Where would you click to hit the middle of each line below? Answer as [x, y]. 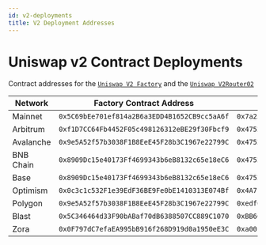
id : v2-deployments [40, 15]
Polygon [28, 204]
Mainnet [27, 117]
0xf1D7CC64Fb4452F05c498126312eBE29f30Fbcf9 [144, 130]
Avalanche [32, 142]
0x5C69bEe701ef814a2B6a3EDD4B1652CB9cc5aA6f [144, 117]
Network [32, 104]
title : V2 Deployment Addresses [61, 23]
